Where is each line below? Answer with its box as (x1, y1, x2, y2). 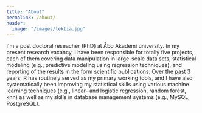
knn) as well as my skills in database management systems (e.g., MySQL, (6, 94, 190, 101)
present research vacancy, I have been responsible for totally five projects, (6, 49, 194, 56)
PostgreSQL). (6, 100, 40, 108)
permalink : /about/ (6, 15, 56, 21)
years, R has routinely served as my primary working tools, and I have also (6, 74, 193, 82)
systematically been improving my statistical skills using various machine (6, 81, 190, 88)
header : (6, 20, 26, 26)
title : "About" (6, 8, 45, 15)
